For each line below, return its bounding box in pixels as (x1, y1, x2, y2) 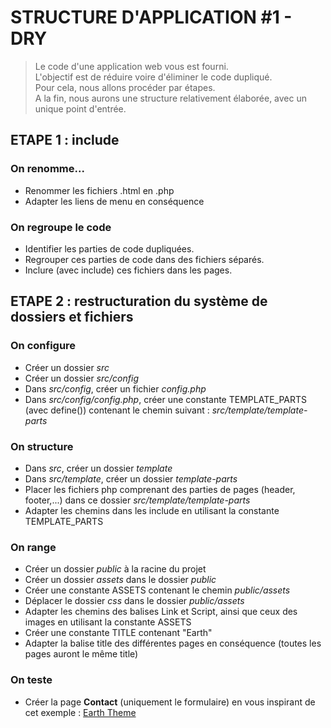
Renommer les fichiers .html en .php (24, 184, 175, 196)
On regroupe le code (10, 220, 112, 234)
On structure (10, 439, 74, 453)
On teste (10, 673, 53, 687)
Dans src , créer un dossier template (24, 462, 173, 474)
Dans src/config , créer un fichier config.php (24, 382, 207, 395)
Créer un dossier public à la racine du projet (24, 563, 207, 575)
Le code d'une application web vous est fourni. (34, 60, 229, 72)
